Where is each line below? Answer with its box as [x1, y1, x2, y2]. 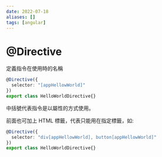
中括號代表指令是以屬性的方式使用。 [6, 104, 94, 112]
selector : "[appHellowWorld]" [11, 82, 85, 88]
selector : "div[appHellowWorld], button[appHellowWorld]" [11, 134, 157, 140]
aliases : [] [6, 14, 35, 20]
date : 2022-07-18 [6, 8, 49, 15]
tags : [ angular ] [6, 19, 46, 25]
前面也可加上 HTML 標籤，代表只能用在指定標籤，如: [6, 117, 134, 124]
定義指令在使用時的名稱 [6, 65, 63, 72]
